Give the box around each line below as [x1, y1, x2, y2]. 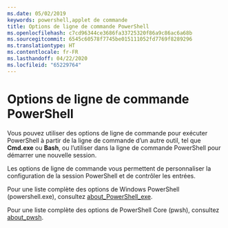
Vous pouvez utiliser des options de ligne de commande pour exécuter [7, 129, 208, 137]
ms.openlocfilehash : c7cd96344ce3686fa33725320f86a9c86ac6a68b [7, 29, 193, 37]
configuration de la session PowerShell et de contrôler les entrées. [7, 171, 196, 180]
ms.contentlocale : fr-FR [7, 49, 79, 56]
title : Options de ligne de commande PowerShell [7, 23, 149, 30]
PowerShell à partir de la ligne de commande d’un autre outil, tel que [7, 136, 201, 144]
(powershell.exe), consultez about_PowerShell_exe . [7, 192, 153, 200]
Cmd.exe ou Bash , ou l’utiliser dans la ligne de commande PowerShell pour [7, 143, 221, 152]
